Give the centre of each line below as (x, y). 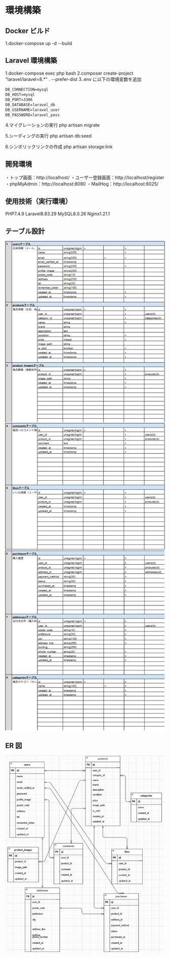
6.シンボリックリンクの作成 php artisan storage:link (59, 147)
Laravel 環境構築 (31, 61)
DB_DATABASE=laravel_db (30, 105)
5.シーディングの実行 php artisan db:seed (49, 136)
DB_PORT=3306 (19, 100)
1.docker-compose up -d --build (39, 43)
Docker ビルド (28, 31)
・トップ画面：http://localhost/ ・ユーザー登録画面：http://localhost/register (85, 177)
